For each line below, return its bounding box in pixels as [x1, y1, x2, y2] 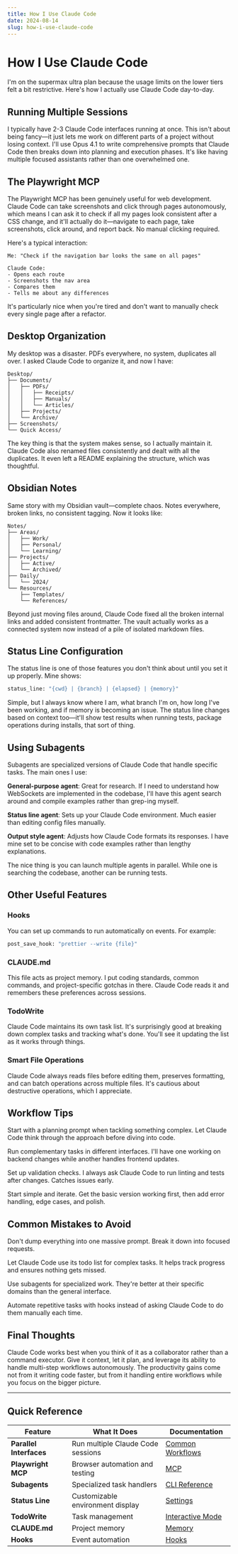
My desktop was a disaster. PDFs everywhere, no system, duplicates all [7, 349, 217, 358]
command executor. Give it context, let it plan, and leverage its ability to [7, 1356, 216, 1364]
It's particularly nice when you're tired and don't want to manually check [7, 302, 219, 310]
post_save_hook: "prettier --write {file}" [7, 940, 138, 947]
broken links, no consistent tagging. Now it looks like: [7, 509, 163, 517]
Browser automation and [72, 1459, 154, 1469]
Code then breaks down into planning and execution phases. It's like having [7, 147, 228, 156]
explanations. [7, 847, 47, 856]
